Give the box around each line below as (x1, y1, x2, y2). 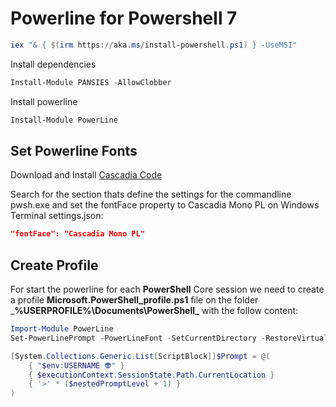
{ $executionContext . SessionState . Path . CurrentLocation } (28, 370, 275, 380)
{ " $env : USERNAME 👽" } (28, 360, 125, 371)
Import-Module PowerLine (10, 324, 114, 334)
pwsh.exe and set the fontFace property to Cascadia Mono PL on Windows (10, 199, 320, 211)
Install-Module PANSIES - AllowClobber (10, 77, 172, 87)
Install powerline (10, 95, 78, 107)
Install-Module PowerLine (10, 115, 118, 125)
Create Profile (10, 257, 99, 274)
